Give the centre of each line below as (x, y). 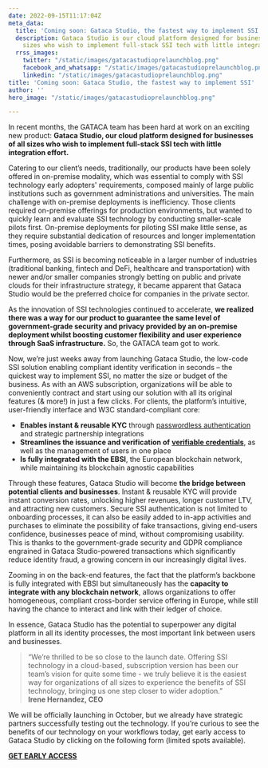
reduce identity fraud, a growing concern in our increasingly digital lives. (128, 559)
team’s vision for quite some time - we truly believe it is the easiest (137, 674)
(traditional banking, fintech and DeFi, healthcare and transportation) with (129, 269)
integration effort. (39, 153)
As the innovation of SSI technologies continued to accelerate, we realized (131, 309)
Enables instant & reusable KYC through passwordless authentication (135, 425)
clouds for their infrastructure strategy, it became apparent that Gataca (125, 285)
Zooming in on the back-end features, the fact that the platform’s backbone (132, 575)
